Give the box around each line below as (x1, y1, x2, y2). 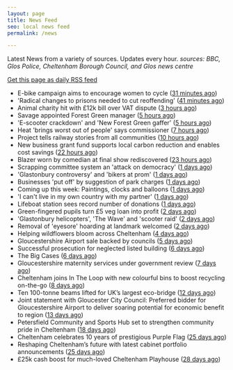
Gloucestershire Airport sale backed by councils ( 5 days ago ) (17, 237, 193, 246)
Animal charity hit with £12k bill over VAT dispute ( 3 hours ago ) (17, 104, 198, 112)
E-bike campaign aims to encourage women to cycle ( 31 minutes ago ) (17, 89, 218, 97)
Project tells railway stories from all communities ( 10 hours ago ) (17, 134, 200, 142)
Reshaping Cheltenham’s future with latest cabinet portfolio (17, 340, 188, 348)
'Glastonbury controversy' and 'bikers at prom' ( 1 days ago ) (17, 170, 188, 179)
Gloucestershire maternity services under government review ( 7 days (17, 259, 217, 268)
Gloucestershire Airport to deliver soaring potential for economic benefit (17, 303, 225, 312)
